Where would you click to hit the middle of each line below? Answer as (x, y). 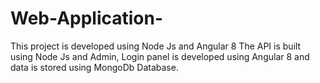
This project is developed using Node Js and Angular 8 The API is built (156, 46)
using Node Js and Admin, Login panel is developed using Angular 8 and (160, 56)
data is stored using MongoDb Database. (94, 67)
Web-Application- (87, 18)
